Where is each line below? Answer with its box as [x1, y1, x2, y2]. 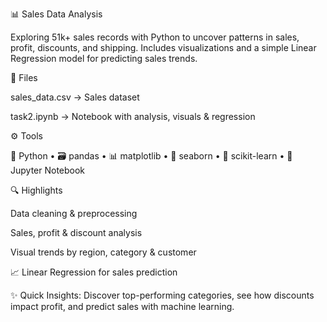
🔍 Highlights [10, 184, 63, 196]
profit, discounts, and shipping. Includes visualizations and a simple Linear [10, 42, 317, 53]
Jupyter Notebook [10, 164, 86, 176]
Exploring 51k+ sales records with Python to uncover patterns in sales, [10, 31, 300, 43]
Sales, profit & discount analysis [10, 227, 143, 238]
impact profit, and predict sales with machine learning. [10, 301, 235, 312]
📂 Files [10, 72, 38, 83]
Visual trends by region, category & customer [10, 246, 197, 258]
